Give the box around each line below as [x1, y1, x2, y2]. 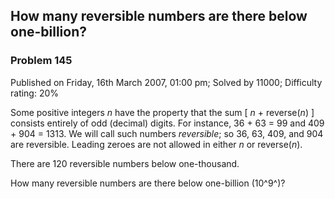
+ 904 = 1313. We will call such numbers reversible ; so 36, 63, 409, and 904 [10, 127, 324, 139]
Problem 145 [10, 54, 73, 68]
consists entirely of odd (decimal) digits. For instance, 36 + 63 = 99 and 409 [10, 117, 325, 129]
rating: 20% [10, 87, 60, 99]
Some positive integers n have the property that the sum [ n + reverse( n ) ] [10, 106, 315, 118]
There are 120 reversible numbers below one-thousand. [10, 157, 240, 169]
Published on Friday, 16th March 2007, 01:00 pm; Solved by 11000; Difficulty [10, 76, 323, 88]
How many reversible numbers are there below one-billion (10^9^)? [10, 177, 286, 189]
